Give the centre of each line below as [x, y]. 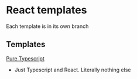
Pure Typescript [25, 58]
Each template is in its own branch [47, 26]
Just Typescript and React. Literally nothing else [73, 70]
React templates [47, 10]
